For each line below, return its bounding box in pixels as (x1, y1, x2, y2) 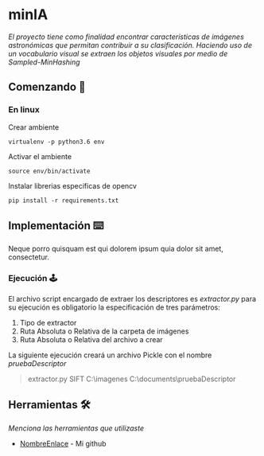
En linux (8, 104, 40, 115)
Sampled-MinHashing (8, 57, 81, 67)
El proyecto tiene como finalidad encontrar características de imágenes (8, 32, 244, 41)
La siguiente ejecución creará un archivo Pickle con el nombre (8, 350, 212, 360)
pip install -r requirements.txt (8, 197, 119, 205)
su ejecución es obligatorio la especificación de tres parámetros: (8, 302, 221, 312)
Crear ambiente (8, 122, 60, 132)
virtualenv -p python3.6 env (8, 138, 105, 146)
